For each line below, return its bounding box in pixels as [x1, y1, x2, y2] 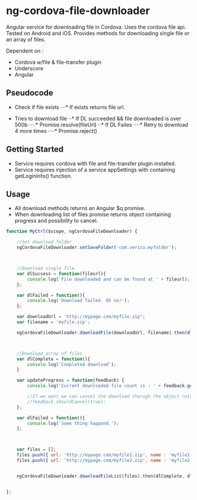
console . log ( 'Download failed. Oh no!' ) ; [27, 297, 130, 304]
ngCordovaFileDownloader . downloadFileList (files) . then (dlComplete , [16, 473, 185, 479]
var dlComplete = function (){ [16, 356, 91, 362]
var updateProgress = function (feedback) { [16, 378, 125, 383]
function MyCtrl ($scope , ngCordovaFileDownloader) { [6, 228, 138, 235]
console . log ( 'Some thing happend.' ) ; [27, 420, 119, 426]
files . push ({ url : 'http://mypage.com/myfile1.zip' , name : [16, 452, 167, 458]
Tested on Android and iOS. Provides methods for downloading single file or [6, 29, 189, 36]
